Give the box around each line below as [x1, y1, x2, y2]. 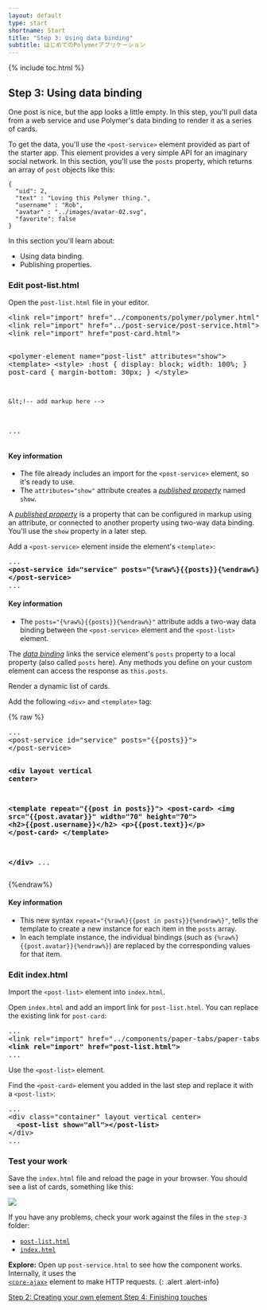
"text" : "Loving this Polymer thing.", [15, 194, 151, 202]
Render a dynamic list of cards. [8, 681, 110, 690]
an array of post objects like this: [8, 165, 115, 174]
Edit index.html [8, 969, 68, 980]
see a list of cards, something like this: [8, 1182, 133, 1191]
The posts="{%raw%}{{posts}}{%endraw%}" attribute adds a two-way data [19, 616, 257, 626]
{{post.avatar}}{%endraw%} [19, 942, 110, 950]
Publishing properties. [19, 259, 93, 269]
